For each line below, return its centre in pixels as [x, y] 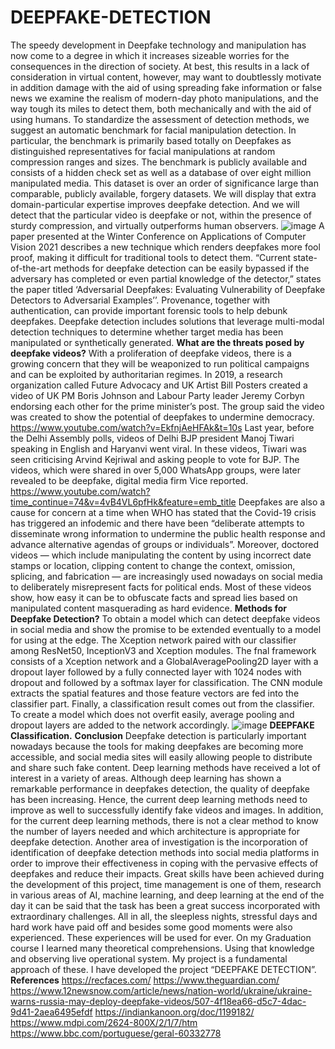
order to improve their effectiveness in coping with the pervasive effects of [164, 863]
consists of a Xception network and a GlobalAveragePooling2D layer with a [164, 661]
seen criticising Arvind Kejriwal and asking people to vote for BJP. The [155, 459]
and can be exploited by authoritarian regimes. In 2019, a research [146, 374]
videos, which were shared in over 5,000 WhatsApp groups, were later [155, 470]
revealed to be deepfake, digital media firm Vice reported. [129, 480]
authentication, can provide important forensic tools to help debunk [149, 310]
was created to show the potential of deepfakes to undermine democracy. [162, 417]
